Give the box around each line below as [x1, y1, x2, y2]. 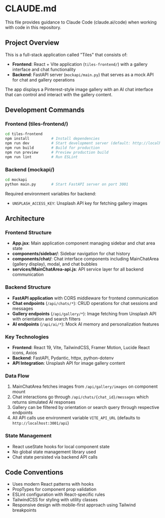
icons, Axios [12, 350, 37, 356]
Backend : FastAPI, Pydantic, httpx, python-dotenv [12, 355, 114, 361]
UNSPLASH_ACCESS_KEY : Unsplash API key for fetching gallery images [12, 200, 148, 206]
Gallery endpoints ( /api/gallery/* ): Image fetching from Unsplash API [12, 310, 157, 317]
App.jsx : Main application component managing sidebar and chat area [12, 240, 156, 246]
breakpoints [12, 507, 37, 513]
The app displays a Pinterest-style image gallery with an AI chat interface [5, 86, 153, 92]
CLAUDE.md [5, 3, 57, 14]
